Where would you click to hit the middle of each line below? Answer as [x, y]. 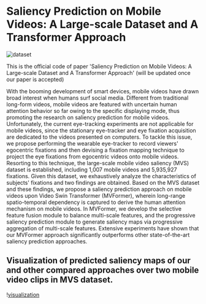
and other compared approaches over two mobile [103, 271]
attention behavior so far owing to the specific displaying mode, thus [93, 111]
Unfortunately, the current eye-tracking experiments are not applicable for [100, 123]
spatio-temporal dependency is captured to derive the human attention [96, 202]
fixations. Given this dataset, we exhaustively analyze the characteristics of [101, 176]
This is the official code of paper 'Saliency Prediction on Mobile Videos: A [99, 66]
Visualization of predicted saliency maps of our [99, 261]
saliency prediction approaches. [47, 241]
